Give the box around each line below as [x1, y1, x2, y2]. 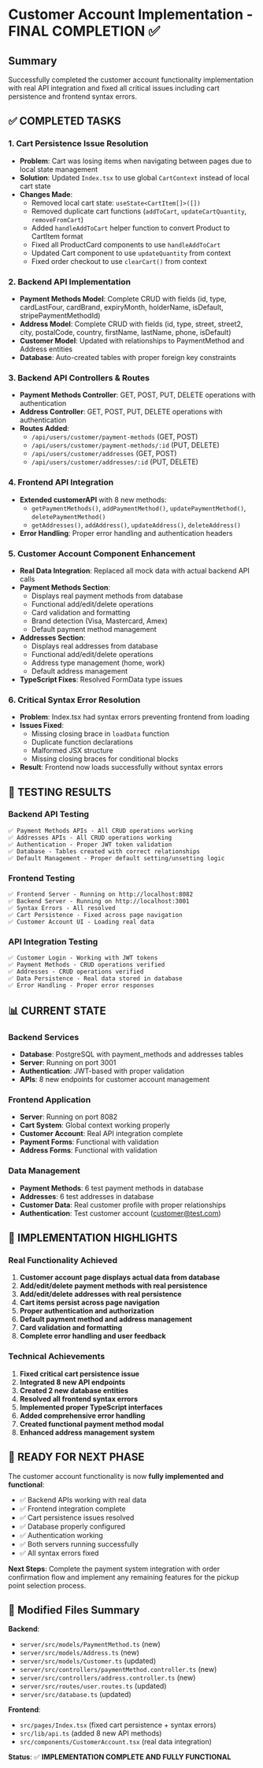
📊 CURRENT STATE [8, 1004, 106, 1017]
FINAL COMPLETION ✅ [8, 22, 161, 40]
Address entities [19, 344, 73, 354]
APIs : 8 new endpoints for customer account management [19, 1075, 210, 1084]
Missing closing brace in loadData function [31, 729, 169, 738]
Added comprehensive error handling [19, 1410, 146, 1420]
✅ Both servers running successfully [19, 1539, 139, 1549]
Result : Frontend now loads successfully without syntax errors [19, 763, 224, 772]
